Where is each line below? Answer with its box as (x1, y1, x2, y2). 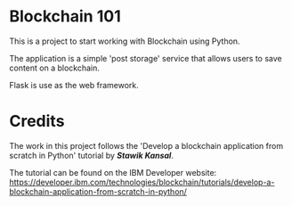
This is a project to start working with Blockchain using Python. (9, 36, 240, 46)
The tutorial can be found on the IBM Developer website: (9, 167, 217, 177)
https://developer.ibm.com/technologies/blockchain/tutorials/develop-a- (9, 177, 275, 187)
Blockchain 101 (9, 6, 122, 27)
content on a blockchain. (9, 62, 101, 73)
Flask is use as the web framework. (9, 79, 140, 90)
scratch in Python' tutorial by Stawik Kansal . (9, 150, 174, 161)
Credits (9, 111, 65, 131)
